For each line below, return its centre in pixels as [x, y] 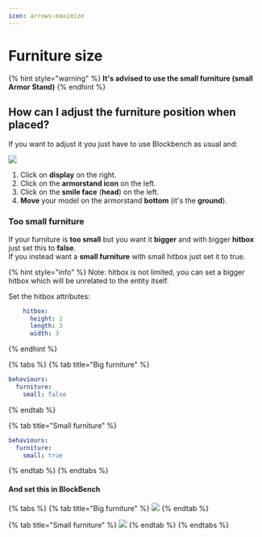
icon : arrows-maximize [46, 16]
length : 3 [46, 326]
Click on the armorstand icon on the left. [88, 183]
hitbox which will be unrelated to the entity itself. [89, 280]
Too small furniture [46, 221]
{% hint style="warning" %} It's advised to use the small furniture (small [131, 78]
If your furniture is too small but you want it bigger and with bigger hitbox [131, 239]
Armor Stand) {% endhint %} [57, 86]
